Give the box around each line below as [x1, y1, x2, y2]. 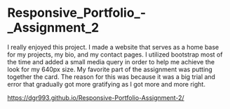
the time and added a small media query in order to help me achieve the [7, 57, 215, 66]
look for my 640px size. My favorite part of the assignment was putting [7, 65, 212, 73]
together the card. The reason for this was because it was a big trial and [7, 72, 216, 81]
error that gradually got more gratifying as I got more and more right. [7, 80, 205, 88]
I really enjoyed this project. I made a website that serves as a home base [7, 43, 219, 51]
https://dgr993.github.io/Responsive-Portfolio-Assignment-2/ [7, 93, 184, 102]
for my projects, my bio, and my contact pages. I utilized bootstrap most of [7, 50, 223, 59]
